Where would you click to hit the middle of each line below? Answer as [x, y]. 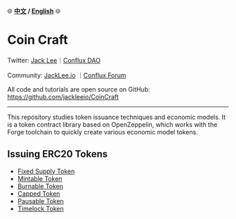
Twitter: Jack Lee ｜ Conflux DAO [54, 60]
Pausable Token [41, 201]
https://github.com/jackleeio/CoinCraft [63, 96]
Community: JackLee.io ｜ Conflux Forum [67, 75]
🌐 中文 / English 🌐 [34, 11]
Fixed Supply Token [46, 171]
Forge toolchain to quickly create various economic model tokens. [103, 132]
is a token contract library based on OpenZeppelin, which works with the [112, 124]
